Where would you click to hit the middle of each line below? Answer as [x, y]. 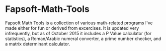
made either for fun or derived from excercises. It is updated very [72, 28]
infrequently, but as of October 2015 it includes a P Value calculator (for [78, 33]
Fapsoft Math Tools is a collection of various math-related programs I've [79, 23]
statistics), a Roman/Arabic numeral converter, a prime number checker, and [83, 39]
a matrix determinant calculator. [38, 44]
